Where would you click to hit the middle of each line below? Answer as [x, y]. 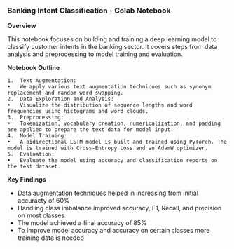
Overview [22, 26]
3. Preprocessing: [36, 118]
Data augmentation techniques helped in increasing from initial [108, 193]
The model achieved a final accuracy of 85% [82, 223]
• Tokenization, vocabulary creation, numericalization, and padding [114, 124]
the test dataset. [34, 167]
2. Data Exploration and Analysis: [61, 99]
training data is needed [50, 238]
